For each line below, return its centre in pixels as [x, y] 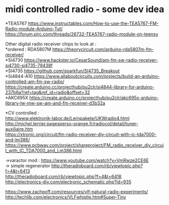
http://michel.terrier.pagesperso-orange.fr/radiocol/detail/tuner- [72, 124]
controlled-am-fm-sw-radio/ [35, 81]
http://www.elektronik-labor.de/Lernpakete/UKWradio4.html [67, 118]
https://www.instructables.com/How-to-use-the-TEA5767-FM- [93, 23]
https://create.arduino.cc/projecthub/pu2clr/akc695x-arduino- [94, 98]
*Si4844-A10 [19, 76]
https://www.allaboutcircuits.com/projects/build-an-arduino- [97, 76]
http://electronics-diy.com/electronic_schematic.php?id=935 [68, 182]
